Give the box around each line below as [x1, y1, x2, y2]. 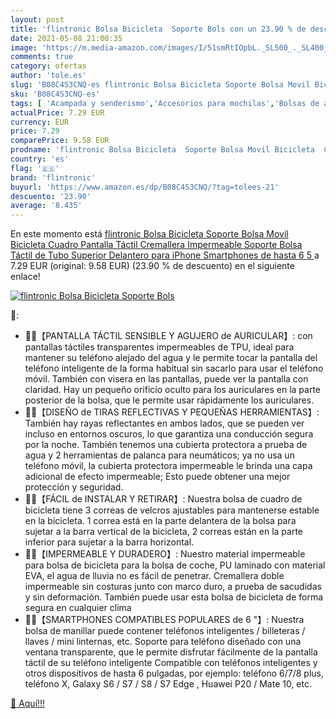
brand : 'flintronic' [10, 172, 97, 183]
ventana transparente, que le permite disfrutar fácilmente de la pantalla [24, 646, 318, 658]
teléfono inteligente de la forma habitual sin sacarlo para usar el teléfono [24, 362, 324, 375]
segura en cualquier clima [24, 602, 132, 614]
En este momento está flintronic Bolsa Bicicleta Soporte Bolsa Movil [10, 228, 289, 240]
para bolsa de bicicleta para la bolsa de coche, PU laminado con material [24, 559, 326, 571]
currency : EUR [10, 117, 70, 127]
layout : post [10, 14, 65, 25]
